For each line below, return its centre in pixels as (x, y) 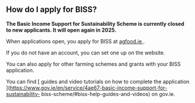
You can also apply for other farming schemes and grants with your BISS (93, 64)
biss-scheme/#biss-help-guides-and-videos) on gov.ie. (108, 94)
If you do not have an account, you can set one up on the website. (86, 53)
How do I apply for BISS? (52, 10)
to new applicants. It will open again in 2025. (61, 30)
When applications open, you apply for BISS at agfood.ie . (75, 41)
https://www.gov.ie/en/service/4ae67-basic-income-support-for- (88, 88)
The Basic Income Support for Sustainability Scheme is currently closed (95, 23)
